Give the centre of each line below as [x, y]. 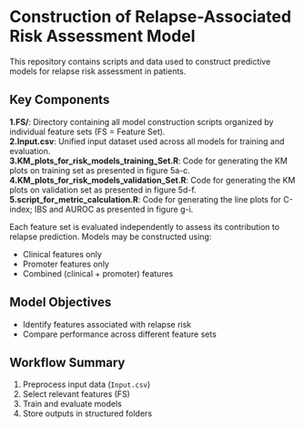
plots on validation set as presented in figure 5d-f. [103, 190]
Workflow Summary [67, 362]
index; [21, 209]
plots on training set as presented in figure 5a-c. [100, 170]
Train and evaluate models [72, 404]
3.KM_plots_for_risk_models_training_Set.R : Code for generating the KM [149, 161]
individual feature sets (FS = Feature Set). [87, 131]
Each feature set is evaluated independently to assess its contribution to [145, 226]
